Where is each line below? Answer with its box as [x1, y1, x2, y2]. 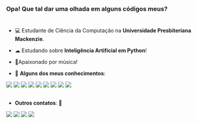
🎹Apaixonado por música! [14, 59, 78, 66]
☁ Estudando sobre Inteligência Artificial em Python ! [14, 47, 147, 54]
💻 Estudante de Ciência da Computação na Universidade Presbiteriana [14, 27, 192, 34]
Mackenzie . [14, 35, 44, 43]
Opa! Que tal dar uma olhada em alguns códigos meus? [6, 5, 168, 13]
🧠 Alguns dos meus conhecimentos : [14, 70, 106, 77]
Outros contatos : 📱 [14, 99, 62, 106]
